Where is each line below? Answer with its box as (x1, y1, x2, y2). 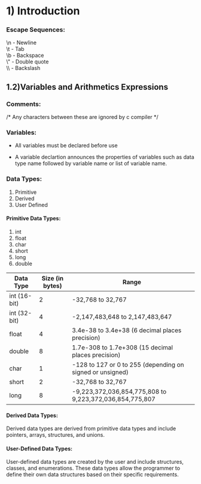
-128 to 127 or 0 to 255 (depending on (71, 360, 184, 369)
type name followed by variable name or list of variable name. (14, 160, 167, 167)
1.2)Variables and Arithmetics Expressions (6, 82, 169, 92)
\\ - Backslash (6, 65, 41, 72)
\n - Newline (6, 39, 37, 46)
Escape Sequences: (6, 26, 66, 34)
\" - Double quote (6, 58, 49, 65)
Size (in (41, 274, 64, 282)
